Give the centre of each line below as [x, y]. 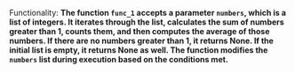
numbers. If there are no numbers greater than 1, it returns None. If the [141, 40]
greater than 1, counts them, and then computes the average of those [140, 31]
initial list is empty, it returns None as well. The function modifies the [139, 50]
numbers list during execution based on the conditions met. [119, 59]
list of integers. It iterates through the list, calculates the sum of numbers [147, 22]
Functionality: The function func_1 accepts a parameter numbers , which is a [148, 13]
